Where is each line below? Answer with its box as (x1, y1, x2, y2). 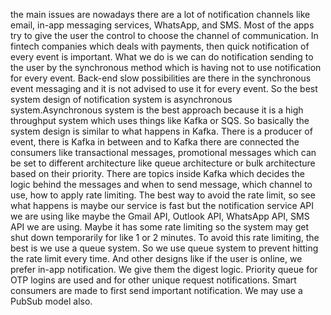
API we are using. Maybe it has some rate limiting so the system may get (10, 221, 309, 233)
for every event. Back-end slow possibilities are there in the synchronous (10, 72, 312, 84)
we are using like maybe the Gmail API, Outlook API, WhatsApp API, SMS (10, 210, 310, 222)
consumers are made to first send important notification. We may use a (10, 285, 303, 296)
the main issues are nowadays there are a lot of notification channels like (10, 9, 311, 20)
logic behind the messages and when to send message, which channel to (10, 179, 313, 190)
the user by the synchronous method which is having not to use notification (10, 62, 322, 73)
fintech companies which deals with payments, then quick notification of (10, 40, 310, 52)
